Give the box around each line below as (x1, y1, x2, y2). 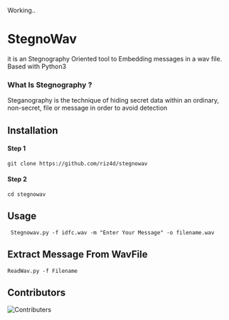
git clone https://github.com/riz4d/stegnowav (7, 160, 148, 167)
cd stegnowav (7, 191, 46, 198)
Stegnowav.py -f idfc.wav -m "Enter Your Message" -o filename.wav (10, 229, 215, 236)
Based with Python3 (7, 62, 66, 71)
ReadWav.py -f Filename (7, 267, 78, 274)
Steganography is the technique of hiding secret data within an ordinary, (7, 96, 219, 105)
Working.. (7, 6, 36, 14)
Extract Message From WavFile (7, 249, 148, 261)
